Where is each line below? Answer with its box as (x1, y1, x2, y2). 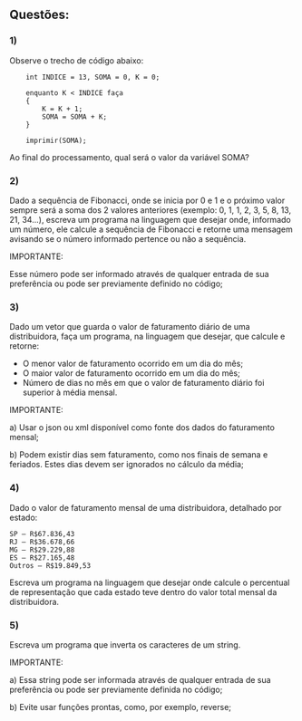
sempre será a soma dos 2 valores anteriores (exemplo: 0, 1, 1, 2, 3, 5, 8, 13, (9, 204, 292, 216)
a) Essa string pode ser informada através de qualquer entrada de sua (9, 674, 271, 685)
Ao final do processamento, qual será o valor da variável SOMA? (9, 151, 249, 162)
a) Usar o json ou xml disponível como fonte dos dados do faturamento (9, 422, 275, 433)
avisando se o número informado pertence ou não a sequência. (9, 233, 247, 244)
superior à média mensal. (22, 387, 118, 398)
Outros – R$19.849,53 (9, 561, 92, 570)
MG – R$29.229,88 (9, 545, 75, 554)
